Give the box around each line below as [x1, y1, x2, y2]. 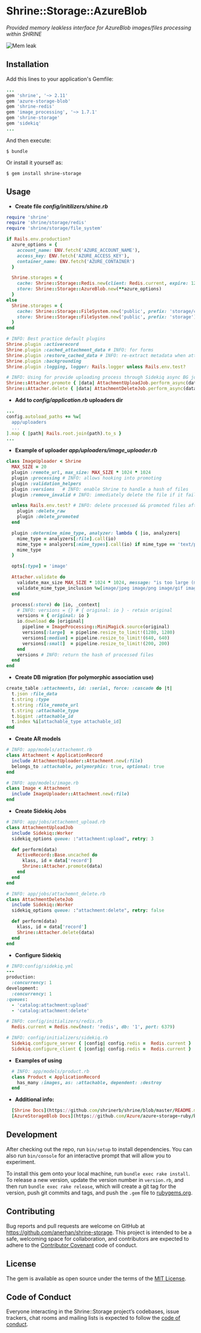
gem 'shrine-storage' [6, 115, 60, 121]
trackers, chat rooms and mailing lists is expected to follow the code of [6, 1314, 181, 1322]
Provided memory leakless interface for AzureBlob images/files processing [6, 24, 191, 31]
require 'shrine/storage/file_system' [6, 225, 103, 231]
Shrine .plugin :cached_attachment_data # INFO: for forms [6, 346, 154, 353]
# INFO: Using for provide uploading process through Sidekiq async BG [6, 375, 188, 381]
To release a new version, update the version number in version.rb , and [6, 1176, 184, 1183]
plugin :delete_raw [17, 508, 66, 514]
